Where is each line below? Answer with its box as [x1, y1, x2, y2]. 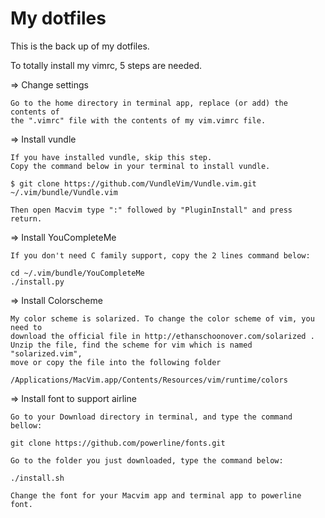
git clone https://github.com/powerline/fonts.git [10, 438, 226, 448]
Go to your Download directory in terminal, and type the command [10, 412, 293, 422]
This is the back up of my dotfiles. [10, 40, 150, 52]
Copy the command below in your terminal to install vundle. [10, 161, 271, 171]
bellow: [10, 420, 43, 431]
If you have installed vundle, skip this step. [10, 152, 213, 162]
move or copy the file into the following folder [10, 357, 222, 367]
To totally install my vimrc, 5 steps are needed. [10, 59, 203, 71]
